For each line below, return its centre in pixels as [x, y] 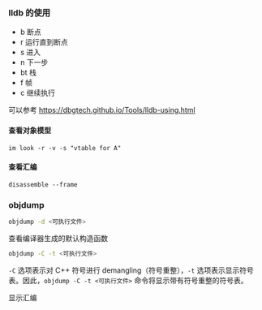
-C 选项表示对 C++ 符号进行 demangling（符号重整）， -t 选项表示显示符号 [131, 270]
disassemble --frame [43, 184]
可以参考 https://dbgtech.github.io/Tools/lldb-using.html [102, 110]
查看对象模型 [30, 130]
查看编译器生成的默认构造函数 [58, 238]
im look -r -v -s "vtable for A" [65, 148]
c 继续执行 [37, 93]
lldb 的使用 [30, 12]
